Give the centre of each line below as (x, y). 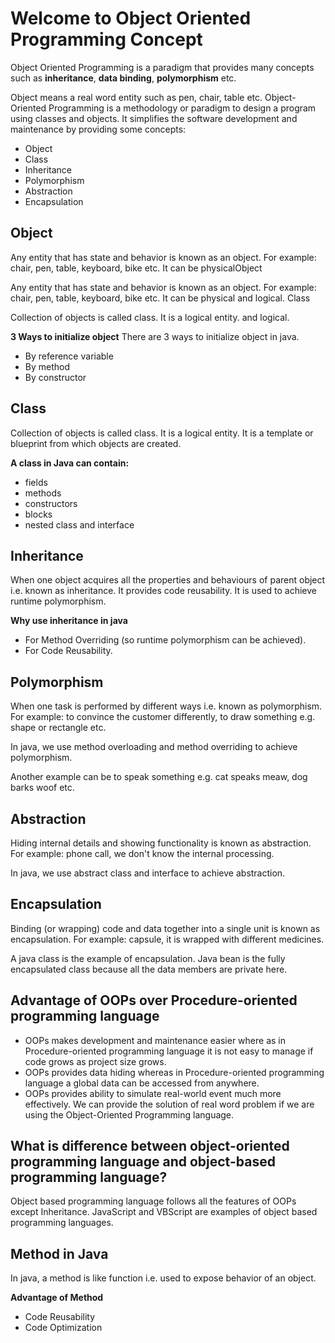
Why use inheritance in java (69, 621)
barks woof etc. (42, 788)
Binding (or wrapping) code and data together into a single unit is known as (165, 928)
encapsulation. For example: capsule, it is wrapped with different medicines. (167, 939)
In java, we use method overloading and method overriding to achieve (154, 747)
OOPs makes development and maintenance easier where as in (155, 1040)
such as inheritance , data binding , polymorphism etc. (123, 78)
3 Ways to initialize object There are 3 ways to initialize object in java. (155, 336)
